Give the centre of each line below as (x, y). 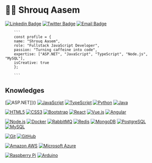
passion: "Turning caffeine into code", (56, 50)
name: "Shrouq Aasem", (37, 41)
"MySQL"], (15, 58)
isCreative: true (32, 63)
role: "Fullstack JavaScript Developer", (57, 45)
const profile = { (33, 37)
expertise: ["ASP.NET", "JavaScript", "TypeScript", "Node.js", (81, 54)
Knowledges (25, 91)
